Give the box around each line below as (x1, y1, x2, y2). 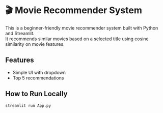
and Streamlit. (5, 30, 35, 36)
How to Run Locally (5, 90, 68, 98)
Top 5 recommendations (12, 75, 64, 81)
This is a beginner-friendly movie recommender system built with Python (5, 24, 158, 31)
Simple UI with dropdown (12, 69, 66, 75)
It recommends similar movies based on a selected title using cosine (5, 36, 149, 42)
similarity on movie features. (5, 41, 65, 47)
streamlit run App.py (5, 103, 51, 108)
